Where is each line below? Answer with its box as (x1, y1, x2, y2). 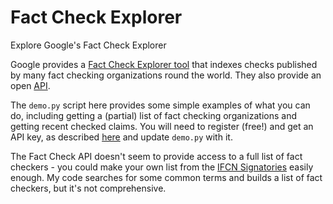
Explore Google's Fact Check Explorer (10, 39, 167, 51)
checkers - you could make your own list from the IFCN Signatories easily (10, 161, 314, 173)
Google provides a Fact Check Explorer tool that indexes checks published (10, 58, 318, 70)
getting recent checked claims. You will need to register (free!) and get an (10, 120, 314, 132)
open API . (10, 79, 51, 91)
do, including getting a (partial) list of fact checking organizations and (10, 109, 298, 121)
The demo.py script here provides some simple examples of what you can (10, 99, 311, 111)
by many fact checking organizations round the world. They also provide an (10, 69, 322, 81)
